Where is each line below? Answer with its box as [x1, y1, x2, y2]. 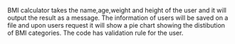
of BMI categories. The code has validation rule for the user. [7, 28, 184, 37]
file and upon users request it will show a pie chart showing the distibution [7, 21, 226, 29]
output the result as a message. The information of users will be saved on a [7, 13, 229, 22]
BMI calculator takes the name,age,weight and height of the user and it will [7, 6, 226, 14]
